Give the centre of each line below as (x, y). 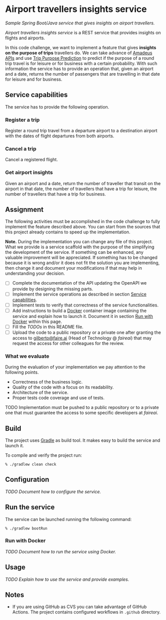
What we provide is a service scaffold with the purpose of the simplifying (80, 247)
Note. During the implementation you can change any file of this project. (79, 242)
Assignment (24, 210)
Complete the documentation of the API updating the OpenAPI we (80, 283)
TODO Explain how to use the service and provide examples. (67, 579)
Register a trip (23, 119)
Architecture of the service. (40, 393)
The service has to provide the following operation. (57, 107)
